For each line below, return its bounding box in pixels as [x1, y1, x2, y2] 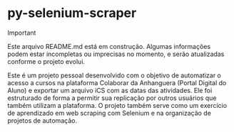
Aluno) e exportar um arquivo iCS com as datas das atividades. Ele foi [7, 86, 213, 94]
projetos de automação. [7, 116, 77, 125]
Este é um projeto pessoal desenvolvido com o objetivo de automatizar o [7, 71, 221, 79]
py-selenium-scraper [7, 5, 137, 21]
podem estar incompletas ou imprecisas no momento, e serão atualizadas [7, 50, 225, 58]
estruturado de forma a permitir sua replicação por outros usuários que [7, 94, 217, 102]
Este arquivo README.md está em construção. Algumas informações [7, 42, 211, 50]
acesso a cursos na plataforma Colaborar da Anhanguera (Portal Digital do [7, 78, 227, 87]
